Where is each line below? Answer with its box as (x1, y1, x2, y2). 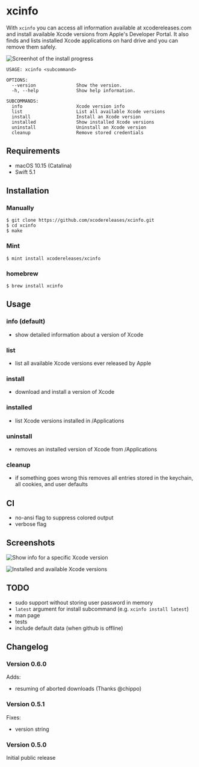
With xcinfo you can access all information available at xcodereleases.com (6, 24, 192, 31)
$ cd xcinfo (6, 222, 36, 229)
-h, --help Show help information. (11, 87, 136, 94)
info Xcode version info (11, 103, 125, 109)
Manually (6, 204, 34, 212)
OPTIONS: (6, 77, 28, 83)
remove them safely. (6, 43, 57, 50)
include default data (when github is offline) (14, 624, 123, 632)
